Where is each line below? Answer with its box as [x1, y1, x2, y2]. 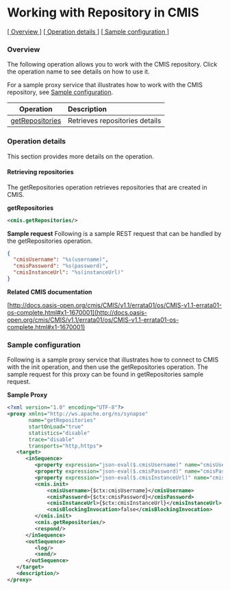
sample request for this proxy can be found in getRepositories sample [7, 370, 204, 379]
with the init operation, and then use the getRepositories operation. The [7, 363, 209, 371]
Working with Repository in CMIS [7, 5, 199, 21]
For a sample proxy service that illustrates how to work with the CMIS [7, 81, 203, 89]
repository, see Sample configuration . [7, 88, 114, 97]
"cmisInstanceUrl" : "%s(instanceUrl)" [13, 269, 125, 276]
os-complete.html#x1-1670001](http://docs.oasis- [7, 308, 147, 316]
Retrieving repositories [7, 168, 74, 176]
